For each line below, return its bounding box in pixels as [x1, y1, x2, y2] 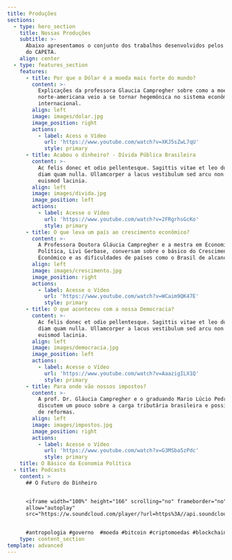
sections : [7, 17, 36, 24]
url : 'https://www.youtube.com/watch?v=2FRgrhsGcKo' [43, 216, 199, 223]
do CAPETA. [25, 49, 57, 56]
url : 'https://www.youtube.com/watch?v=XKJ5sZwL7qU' [43, 139, 199, 146]
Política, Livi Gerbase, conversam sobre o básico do [37, 248, 196, 255]
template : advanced [7, 542, 64, 549]
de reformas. [37, 409, 76, 416]
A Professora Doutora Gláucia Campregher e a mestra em [37, 241, 202, 249]
